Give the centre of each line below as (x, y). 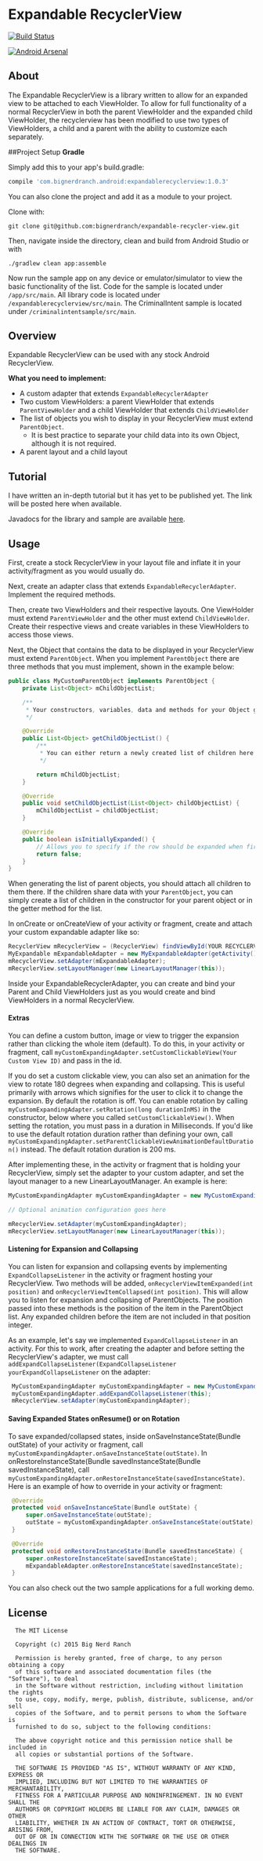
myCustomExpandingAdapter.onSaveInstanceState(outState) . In (108, 1453)
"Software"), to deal (43, 1679)
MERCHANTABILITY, (36, 1789)
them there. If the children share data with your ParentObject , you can (121, 892)
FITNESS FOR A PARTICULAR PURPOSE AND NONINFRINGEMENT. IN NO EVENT (129, 1796)
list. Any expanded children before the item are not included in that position (130, 1316)
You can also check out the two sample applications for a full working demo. (131, 1588)
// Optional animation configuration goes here (87, 1210)
